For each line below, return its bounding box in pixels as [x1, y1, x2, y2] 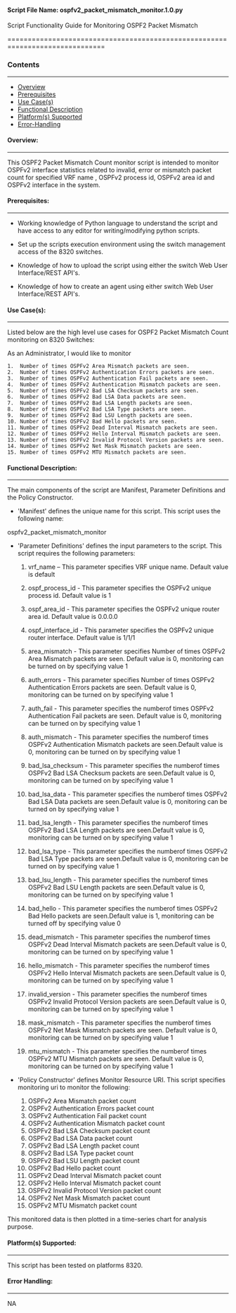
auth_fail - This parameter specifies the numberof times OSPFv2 [27, 704, 214, 713]
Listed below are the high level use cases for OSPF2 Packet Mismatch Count [7, 328, 229, 337]
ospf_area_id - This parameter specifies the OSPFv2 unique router [27, 605, 220, 613]
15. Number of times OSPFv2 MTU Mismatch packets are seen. [7, 449, 188, 456]
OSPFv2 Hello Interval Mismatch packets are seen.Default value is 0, [27, 969, 227, 978]
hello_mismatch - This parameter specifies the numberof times [27, 961, 210, 970]
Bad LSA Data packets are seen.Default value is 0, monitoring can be [27, 798, 228, 806]
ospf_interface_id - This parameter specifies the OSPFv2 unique [27, 626, 214, 634]
